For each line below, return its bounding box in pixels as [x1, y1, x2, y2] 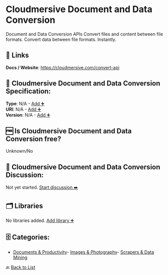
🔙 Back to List [6, 264, 36, 270]
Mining [13, 254, 28, 260]
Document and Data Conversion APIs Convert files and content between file [6, 31, 163, 37]
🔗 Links [6, 51, 29, 60]
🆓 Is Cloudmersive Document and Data [6, 126, 132, 135]
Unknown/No [6, 148, 33, 154]
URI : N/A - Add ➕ [6, 106, 41, 112]
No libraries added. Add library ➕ [6, 217, 74, 223]
